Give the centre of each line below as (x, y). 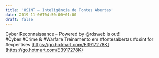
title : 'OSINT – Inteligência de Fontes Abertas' (59, 10)
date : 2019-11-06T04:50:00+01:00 (41, 15)
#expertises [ (19, 45)
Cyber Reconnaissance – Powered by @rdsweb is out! (62, 34)
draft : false (19, 19)
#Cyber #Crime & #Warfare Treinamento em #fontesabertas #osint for (79, 39)
